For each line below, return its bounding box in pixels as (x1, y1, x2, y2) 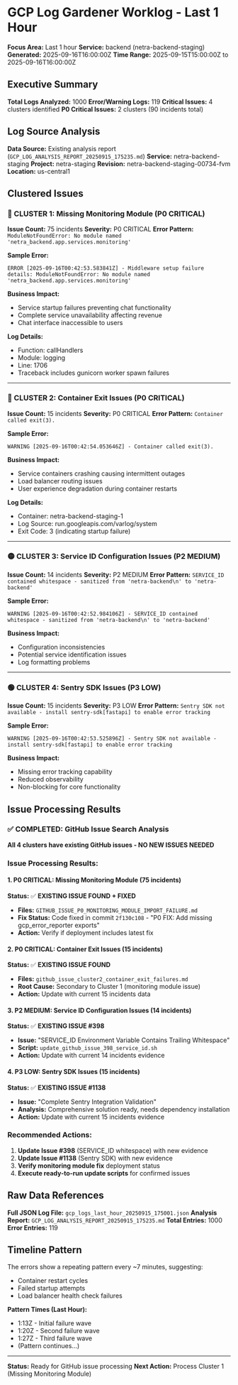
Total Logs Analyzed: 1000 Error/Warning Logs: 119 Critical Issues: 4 (7, 97, 213, 106)
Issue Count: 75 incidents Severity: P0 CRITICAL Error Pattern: (7, 225, 194, 234)
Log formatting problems (17, 657, 91, 666)
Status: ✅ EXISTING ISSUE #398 (7, 1022, 105, 1030)
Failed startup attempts (17, 1284, 86, 1293)
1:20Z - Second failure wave (17, 1327, 101, 1335)
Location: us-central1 (7, 167, 71, 175)
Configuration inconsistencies (17, 642, 106, 651)
